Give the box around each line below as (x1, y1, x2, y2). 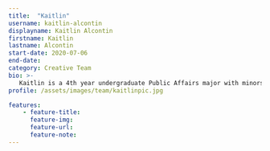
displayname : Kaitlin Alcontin (8, 27, 113, 35)
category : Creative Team (8, 64, 92, 72)
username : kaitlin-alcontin (8, 19, 103, 27)
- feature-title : (22, 108, 81, 116)
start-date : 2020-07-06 (8, 49, 88, 57)
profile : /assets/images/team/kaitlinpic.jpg (8, 86, 163, 95)
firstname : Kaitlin (8, 34, 74, 43)
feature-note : (29, 131, 78, 139)
